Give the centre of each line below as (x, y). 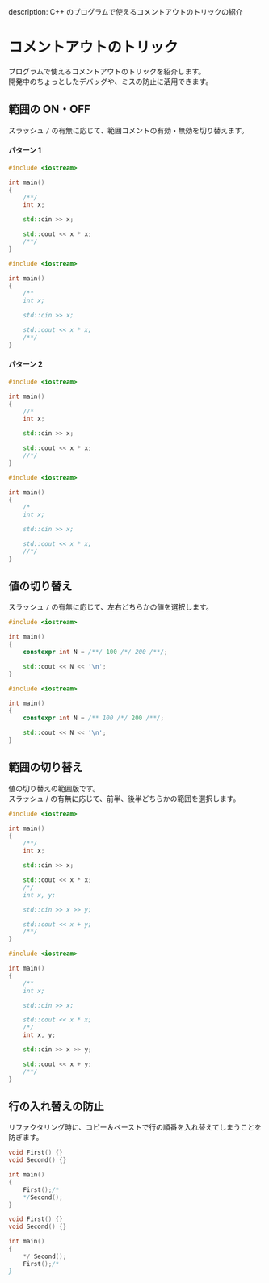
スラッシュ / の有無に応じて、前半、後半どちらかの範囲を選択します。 (124, 799)
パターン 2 (25, 364)
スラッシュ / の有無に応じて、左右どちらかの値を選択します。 (111, 607)
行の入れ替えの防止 (56, 1106)
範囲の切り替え (46, 767)
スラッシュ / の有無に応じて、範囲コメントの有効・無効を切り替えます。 (128, 130)
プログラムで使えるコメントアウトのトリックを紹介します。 (107, 71)
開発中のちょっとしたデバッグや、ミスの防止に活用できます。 (111, 81)
